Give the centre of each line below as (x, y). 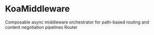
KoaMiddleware (37, 9)
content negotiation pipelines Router (41, 27)
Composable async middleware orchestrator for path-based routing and (77, 22)
